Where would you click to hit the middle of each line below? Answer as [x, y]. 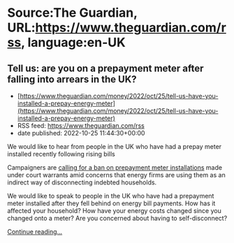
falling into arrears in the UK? [72, 79]
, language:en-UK [73, 43]
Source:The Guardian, [72, 13]
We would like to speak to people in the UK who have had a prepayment [111, 196]
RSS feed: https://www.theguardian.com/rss [81, 126]
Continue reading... [35, 231]
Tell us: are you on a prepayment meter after [105, 68]
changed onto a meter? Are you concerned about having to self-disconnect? [117, 218]
